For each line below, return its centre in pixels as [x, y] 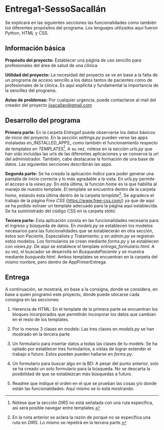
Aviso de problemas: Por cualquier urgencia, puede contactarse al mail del [81, 100]
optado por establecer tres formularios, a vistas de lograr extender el [82, 349]
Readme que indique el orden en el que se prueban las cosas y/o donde [84, 383]
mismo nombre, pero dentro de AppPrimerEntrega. [56, 262]
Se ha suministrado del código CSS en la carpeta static [61, 211]
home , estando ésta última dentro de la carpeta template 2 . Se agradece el [80, 195]
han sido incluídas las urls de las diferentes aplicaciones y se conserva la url [82, 154]
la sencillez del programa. [31, 90]
